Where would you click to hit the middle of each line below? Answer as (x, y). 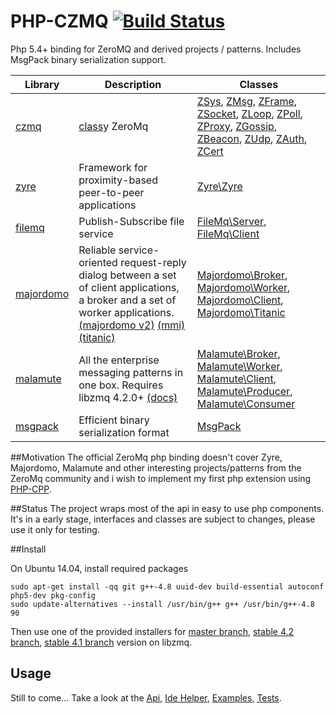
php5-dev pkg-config (53, 595)
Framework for (113, 167)
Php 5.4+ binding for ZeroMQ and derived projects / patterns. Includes (156, 49)
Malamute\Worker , (239, 366)
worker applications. (126, 312)
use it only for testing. (55, 529)
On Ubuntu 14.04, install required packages (99, 568)
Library (42, 84)
